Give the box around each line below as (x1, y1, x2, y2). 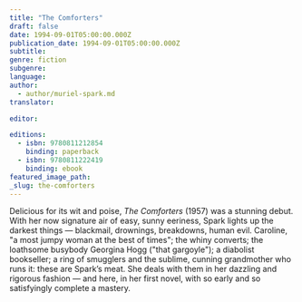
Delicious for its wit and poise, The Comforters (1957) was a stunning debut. (9, 206, 294, 217)
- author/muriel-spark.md (17, 89, 116, 98)
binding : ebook (25, 164, 83, 173)
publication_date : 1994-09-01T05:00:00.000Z (9, 38, 180, 48)
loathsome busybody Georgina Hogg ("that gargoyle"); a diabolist (9, 244, 255, 255)
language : (9, 73, 47, 82)
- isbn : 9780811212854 (17, 139, 103, 148)
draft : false (9, 22, 59, 31)
